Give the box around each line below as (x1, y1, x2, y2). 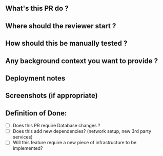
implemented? (12, 145, 43, 151)
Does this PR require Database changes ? (12, 123, 100, 129)
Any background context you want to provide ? (5, 56, 158, 65)
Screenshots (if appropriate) (5, 91, 98, 100)
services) (12, 134, 33, 140)
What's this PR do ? (5, 4, 69, 13)
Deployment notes (5, 74, 66, 83)
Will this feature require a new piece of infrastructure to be (12, 140, 137, 146)
